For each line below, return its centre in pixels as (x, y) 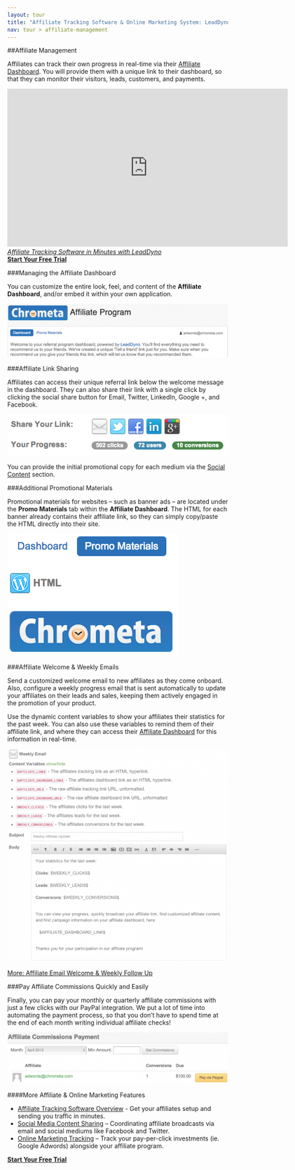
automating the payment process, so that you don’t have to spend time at (113, 1015)
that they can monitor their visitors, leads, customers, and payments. (106, 79)
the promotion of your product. (52, 703)
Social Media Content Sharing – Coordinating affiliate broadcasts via (116, 1124)
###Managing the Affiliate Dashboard (62, 273)
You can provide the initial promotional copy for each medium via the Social (116, 466)
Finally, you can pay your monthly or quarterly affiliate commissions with (112, 1000)
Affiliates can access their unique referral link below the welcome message (116, 382)
